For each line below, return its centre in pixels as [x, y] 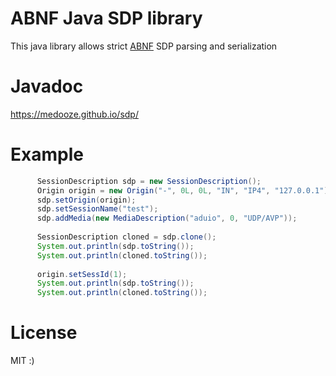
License [44, 333]
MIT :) [22, 361]
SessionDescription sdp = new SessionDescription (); [149, 181]
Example [47, 154]
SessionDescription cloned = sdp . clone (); [126, 237]
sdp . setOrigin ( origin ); [86, 200]
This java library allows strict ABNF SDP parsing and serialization [144, 46]
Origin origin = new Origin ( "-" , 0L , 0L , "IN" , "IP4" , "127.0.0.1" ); [184, 190]
